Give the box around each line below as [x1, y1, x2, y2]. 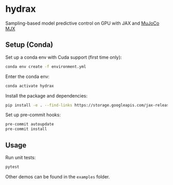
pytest [5, 164, 20, 170]
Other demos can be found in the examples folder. [5, 173, 110, 180]
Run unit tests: [5, 154, 36, 160]
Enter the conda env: [5, 73, 50, 80]
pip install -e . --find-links [5, 102, 73, 108]
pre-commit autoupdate [5, 122, 54, 127]
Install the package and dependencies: [5, 92, 88, 99]
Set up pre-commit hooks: [5, 112, 61, 118]
